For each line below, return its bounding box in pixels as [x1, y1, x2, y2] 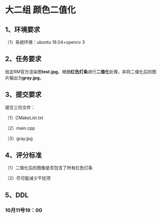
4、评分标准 [5, 151, 42, 159]
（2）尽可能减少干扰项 [5, 175, 51, 181]
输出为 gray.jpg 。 [9, 75, 44, 80]
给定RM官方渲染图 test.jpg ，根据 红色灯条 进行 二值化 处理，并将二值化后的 [5, 69, 153, 75]
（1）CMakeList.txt [5, 115, 44, 120]
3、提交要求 [5, 91, 42, 99]
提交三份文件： [5, 104, 35, 110]
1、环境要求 [5, 25, 41, 34]
